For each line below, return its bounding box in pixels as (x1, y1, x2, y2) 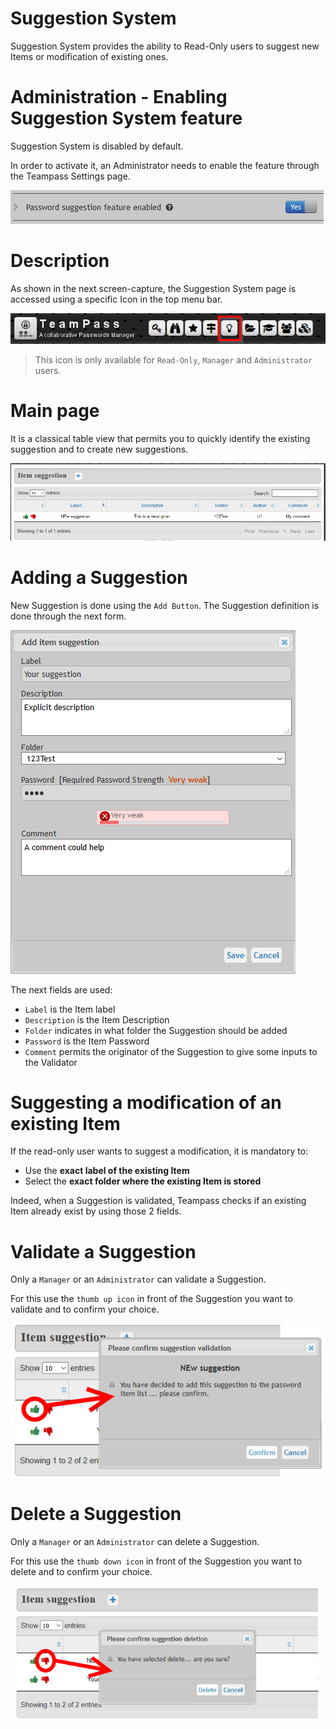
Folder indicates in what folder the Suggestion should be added (24, 1024, 288, 1036)
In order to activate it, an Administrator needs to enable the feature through (10, 159, 320, 171)
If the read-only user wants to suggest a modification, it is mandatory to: (10, 1145, 309, 1157)
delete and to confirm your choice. (10, 1565, 153, 1577)
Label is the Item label (24, 1003, 116, 1015)
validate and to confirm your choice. (10, 1303, 160, 1316)
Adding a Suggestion (10, 566, 188, 589)
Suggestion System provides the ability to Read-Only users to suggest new (10, 40, 320, 52)
